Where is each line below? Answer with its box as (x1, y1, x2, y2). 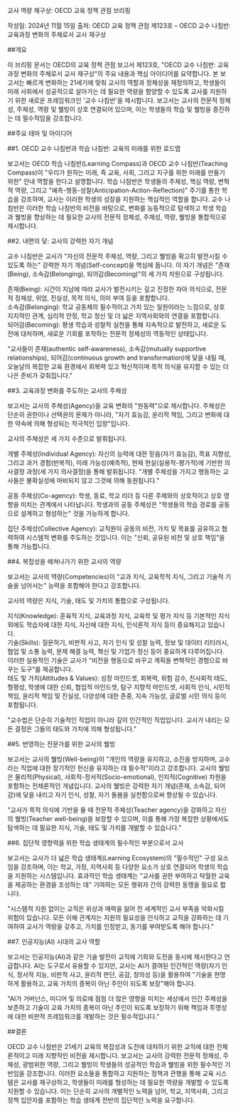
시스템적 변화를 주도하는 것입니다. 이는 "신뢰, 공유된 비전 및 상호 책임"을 (26, 533, 225, 541)
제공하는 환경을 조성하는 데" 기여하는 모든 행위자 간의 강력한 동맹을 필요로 (14, 880, 219, 889)
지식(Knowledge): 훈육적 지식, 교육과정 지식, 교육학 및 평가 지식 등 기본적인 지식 (7, 612, 230, 620)
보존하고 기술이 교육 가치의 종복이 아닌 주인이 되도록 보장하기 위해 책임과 (7, 1003, 208, 1011)
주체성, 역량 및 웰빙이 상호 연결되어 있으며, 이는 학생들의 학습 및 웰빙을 (16, 105, 212, 113)
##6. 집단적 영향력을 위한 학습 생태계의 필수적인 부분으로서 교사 (7, 839, 184, 847)
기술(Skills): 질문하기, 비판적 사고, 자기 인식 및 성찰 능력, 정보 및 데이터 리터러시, (7, 638, 229, 647)
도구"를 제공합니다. (20, 665, 73, 673)
